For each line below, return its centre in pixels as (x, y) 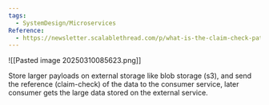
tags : (17, 16)
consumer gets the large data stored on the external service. (108, 93)
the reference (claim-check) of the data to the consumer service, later (124, 84)
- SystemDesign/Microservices (66, 23)
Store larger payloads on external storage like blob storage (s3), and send (130, 76)
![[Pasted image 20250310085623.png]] (75, 60)
